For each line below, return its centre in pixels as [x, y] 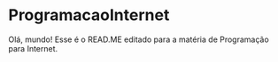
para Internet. [33, 48]
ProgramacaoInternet [89, 15]
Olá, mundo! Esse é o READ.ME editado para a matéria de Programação [139, 39]
